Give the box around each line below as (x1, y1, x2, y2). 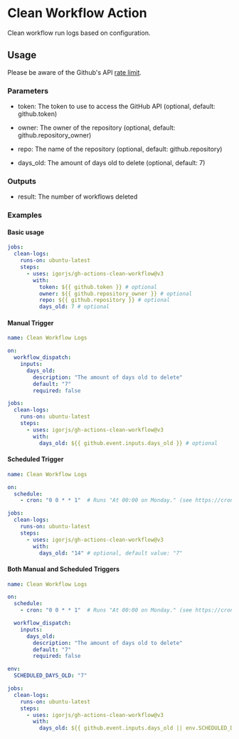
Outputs (7, 176, 37, 186)
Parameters (7, 85, 48, 95)
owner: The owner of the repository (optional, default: (17, 123, 176, 132)
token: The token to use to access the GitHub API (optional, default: (17, 102, 216, 111)
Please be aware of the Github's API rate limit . (7, 68, 142, 76)
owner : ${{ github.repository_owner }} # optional (38, 290, 193, 297)
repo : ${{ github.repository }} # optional (38, 297, 171, 304)
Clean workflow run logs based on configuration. (7, 28, 151, 37)
